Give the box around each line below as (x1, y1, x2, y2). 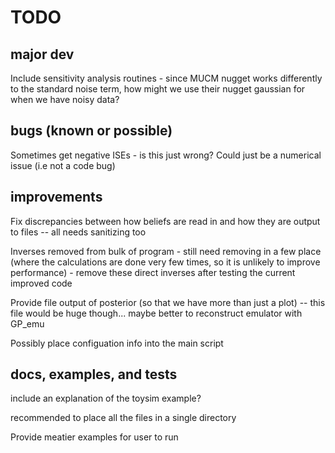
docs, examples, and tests (10, 366, 178, 383)
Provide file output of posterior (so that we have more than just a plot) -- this (10, 296, 326, 308)
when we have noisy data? (10, 94, 120, 105)
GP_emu (10, 317, 45, 330)
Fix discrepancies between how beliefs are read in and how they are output (10, 215, 321, 227)
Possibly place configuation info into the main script (10, 337, 224, 349)
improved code (10, 277, 73, 289)
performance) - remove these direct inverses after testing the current (10, 266, 296, 278)
